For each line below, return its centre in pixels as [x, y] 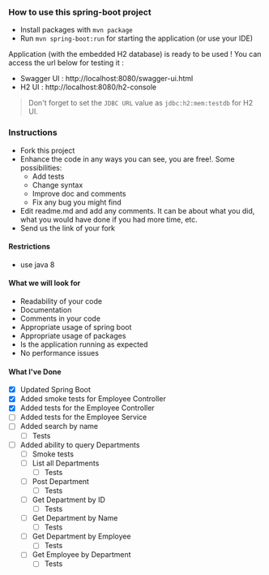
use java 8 [37, 264]
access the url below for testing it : [66, 63]
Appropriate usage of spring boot [76, 327]
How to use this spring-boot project [80, 12]
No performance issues [60, 353]
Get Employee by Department [81, 555]
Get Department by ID [68, 499]
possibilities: [41, 167]
